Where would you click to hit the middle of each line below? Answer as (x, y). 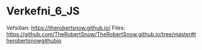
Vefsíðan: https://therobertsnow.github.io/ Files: (66, 28)
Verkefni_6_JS (43, 11)
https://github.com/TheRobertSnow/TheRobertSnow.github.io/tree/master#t (101, 34)
